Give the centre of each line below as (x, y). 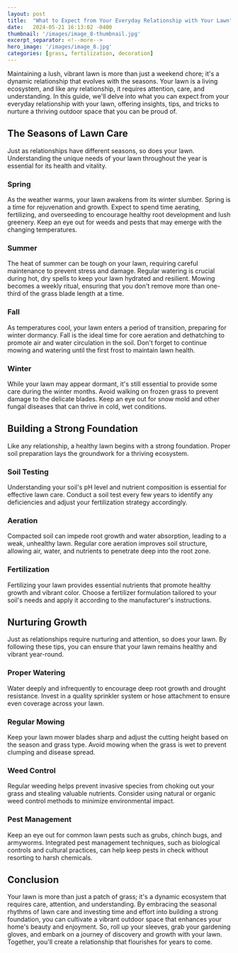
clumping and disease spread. (51, 752)
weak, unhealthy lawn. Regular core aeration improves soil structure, (107, 544)
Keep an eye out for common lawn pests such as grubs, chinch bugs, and (115, 835)
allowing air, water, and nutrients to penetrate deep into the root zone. (109, 551)
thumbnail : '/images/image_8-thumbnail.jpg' (74, 34)
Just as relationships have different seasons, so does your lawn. (101, 150)
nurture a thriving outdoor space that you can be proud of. (92, 111)
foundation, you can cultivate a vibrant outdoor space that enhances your (114, 920)
